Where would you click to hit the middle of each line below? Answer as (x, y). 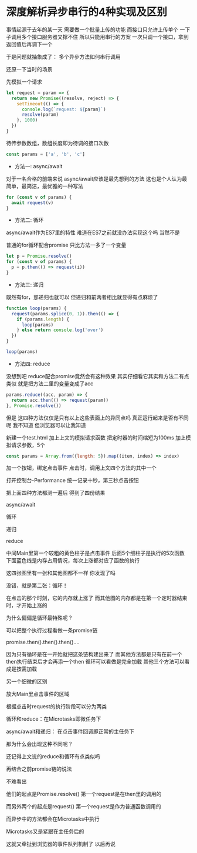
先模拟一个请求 (24, 81)
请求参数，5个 (28, 445)
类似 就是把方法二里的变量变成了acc (50, 384)
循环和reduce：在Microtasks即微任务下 (54, 719)
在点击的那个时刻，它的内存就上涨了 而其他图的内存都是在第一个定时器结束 (97, 598)
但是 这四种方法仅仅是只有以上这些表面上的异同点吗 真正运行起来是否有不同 (97, 418)
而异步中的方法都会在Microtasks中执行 (53, 819)
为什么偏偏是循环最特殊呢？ (40, 618)
